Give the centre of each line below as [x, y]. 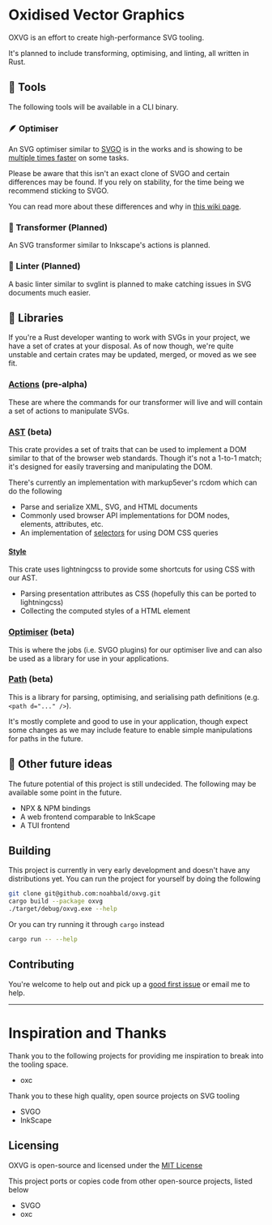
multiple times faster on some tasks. [69, 158]
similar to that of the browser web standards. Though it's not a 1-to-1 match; [135, 458]
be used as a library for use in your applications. [89, 658]
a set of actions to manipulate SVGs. [69, 411]
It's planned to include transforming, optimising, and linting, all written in [129, 53]
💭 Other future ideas [61, 764]
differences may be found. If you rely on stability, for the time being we [126, 182]
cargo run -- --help [43, 939]
